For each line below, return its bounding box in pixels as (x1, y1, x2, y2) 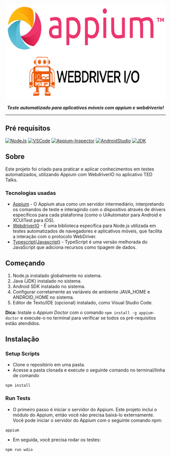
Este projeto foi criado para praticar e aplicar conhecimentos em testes (5, 166, 154, 172)
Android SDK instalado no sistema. (12, 283, 85, 289)
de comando (12, 373, 40, 379)
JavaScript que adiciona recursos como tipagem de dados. (12, 244, 137, 250)
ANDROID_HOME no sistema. (12, 294, 74, 300)
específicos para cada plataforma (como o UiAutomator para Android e (12, 212, 162, 218)
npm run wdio (5, 447, 33, 452)
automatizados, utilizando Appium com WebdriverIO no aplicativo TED (5, 171, 153, 177)
